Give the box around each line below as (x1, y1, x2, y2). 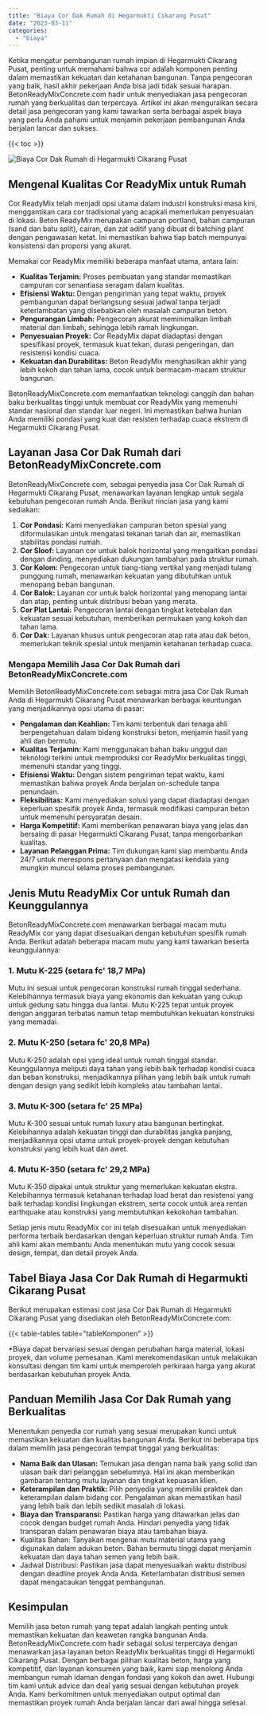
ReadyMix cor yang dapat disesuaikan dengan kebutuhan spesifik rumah (8, 928, 247, 937)
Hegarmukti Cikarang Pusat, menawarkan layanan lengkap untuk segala (8, 488, 244, 497)
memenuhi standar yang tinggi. (19, 762, 122, 771)
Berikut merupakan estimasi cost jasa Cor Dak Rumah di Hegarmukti (8, 1305, 232, 1314)
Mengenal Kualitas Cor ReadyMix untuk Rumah (8, 177, 246, 191)
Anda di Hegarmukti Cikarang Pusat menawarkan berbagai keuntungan (8, 695, 242, 705)
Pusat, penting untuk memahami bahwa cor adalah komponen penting (8, 65, 238, 74)
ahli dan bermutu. (19, 736, 78, 746)
